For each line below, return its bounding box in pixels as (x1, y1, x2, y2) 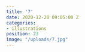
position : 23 (6, 31, 39, 37)
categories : (6, 20, 36, 26)
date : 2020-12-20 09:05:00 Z (6, 14, 79, 20)
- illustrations (6, 25, 47, 32)
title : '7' (6, 8, 34, 15)
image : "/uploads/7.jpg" (6, 36, 68, 42)
